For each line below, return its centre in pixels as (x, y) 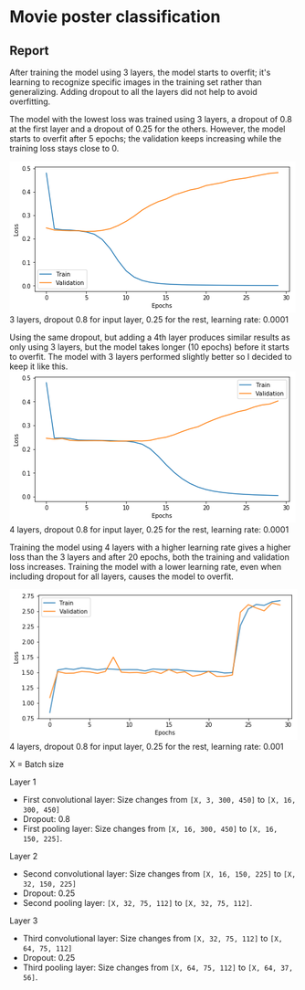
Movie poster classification (115, 17)
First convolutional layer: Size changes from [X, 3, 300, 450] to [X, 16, (159, 800)
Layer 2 (24, 857)
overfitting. (30, 101)
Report (29, 51)
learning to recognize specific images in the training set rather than (136, 82)
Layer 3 (24, 921)
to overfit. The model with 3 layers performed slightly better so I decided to (151, 357)
